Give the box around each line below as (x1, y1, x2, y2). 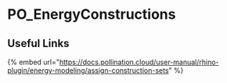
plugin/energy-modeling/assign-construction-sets (7, 66, 169, 75)
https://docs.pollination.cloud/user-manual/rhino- (59, 57, 220, 67)
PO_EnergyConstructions (7, 5, 176, 23)
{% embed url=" (7, 57, 60, 67)
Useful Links (7, 37, 70, 50)
